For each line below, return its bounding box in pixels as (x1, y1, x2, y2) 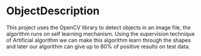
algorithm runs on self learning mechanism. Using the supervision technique (6, 30, 195, 37)
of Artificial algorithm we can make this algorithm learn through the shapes (6, 36, 191, 43)
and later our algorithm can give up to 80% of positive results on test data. (6, 43, 190, 50)
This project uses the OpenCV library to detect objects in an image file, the (6, 24, 191, 31)
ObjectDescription (6, 4, 100, 18)
